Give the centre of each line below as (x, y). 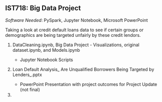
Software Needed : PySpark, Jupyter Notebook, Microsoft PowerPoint (76, 20)
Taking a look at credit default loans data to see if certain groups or (74, 30)
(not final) (30, 90)
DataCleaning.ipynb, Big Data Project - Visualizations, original (76, 45)
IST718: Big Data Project (43, 8)
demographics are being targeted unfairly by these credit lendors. (73, 35)
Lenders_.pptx (27, 75)
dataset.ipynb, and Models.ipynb (46, 50)
